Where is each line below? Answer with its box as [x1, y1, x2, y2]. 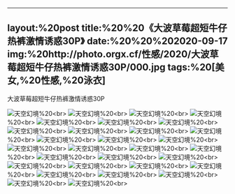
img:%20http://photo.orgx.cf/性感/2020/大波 [7, 48, 210, 60]
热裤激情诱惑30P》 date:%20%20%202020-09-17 [7, 36, 228, 47]
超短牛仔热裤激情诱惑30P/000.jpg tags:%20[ [16, 61, 215, 73]
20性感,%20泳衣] [29, 75, 106, 87]
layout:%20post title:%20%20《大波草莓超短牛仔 [7, 22, 227, 34]
